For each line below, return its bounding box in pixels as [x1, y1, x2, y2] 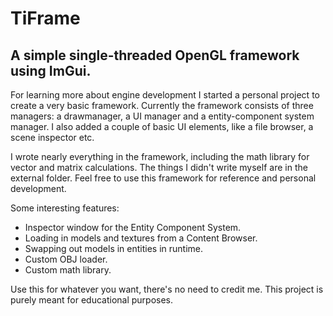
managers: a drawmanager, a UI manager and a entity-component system [10, 110, 315, 122]
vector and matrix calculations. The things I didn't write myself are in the [10, 162, 308, 173]
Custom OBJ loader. [24, 253, 108, 265]
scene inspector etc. [10, 132, 95, 143]
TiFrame [10, 7, 81, 30]
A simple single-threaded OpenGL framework [10, 47, 300, 64]
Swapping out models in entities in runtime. [24, 243, 204, 254]
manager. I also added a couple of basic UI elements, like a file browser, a [10, 121, 314, 132]
